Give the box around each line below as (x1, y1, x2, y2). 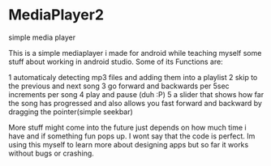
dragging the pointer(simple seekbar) (8, 107, 134, 117)
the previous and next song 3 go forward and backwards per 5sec (8, 81, 230, 91)
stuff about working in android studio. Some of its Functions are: (8, 57, 223, 66)
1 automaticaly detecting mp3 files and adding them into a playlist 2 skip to (8, 72, 258, 82)
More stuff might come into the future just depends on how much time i (8, 122, 247, 132)
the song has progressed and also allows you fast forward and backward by (8, 98, 262, 108)
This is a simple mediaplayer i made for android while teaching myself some (8, 48, 262, 57)
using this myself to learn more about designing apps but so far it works (8, 139, 249, 149)
